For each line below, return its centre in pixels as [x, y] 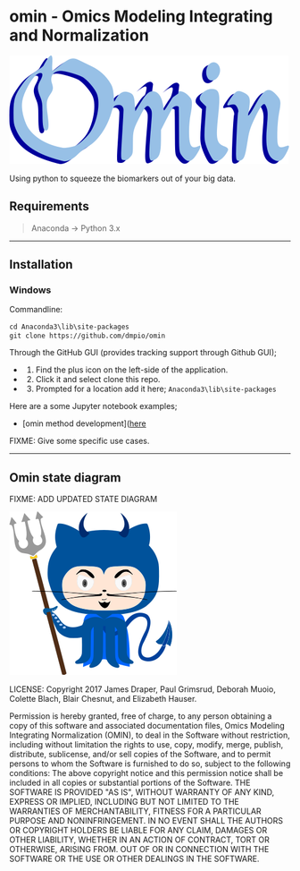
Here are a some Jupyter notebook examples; [93, 406]
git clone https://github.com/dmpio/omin [87, 336]
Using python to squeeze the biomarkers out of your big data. [123, 178]
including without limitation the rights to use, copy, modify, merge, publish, [146, 745]
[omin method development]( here [84, 423]
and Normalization [79, 35]
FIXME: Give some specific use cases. [79, 441]
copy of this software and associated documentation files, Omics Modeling [147, 726]
